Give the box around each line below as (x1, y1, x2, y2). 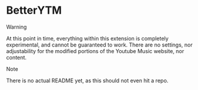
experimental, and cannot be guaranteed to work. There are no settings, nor (6, 41, 193, 48)
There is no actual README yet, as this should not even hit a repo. (6, 77, 169, 84)
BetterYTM (6, 4, 62, 17)
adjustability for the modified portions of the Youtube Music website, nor (6, 47, 184, 54)
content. (6, 54, 27, 61)
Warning (6, 23, 27, 30)
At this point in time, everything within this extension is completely (6, 35, 169, 42)
